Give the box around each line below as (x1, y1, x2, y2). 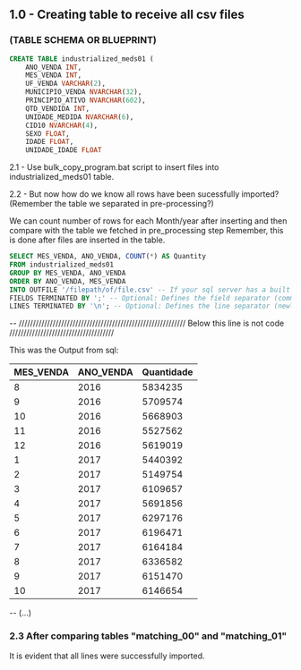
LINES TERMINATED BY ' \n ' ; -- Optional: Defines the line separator (9, 301, 271, 311)
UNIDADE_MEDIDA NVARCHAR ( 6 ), (25, 112, 134, 122)
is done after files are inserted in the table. (9, 234, 166, 245)
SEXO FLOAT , (25, 129, 70, 138)
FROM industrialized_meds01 (9, 260, 115, 269)
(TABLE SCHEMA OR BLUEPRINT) (9, 34, 157, 47)
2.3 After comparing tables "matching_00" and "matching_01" (9, 630, 288, 642)
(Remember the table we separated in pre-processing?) (9, 199, 215, 209)
